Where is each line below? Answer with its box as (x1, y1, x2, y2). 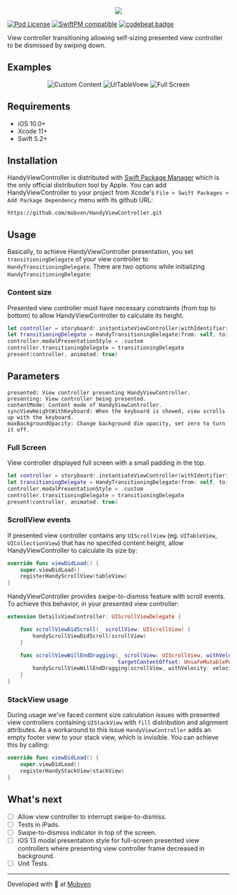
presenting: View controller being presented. (7, 395, 147, 402)
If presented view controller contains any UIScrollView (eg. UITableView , (7, 531, 217, 540)
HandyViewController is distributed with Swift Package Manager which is (7, 173, 220, 182)
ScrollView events (7, 515, 71, 525)
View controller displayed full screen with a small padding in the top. (7, 458, 206, 467)
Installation (7, 155, 58, 167)
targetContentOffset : (117, 658, 181, 666)
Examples (7, 61, 51, 73)
